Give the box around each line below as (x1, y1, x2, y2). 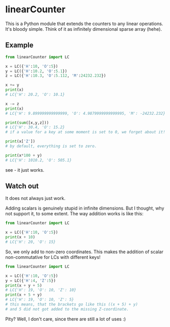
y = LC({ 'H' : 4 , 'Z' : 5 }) (5, 278, 56, 283)
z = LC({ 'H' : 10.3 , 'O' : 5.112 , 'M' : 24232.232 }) (5, 73, 106, 78)
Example (5, 41, 34, 50)
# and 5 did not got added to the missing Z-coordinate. (5, 306, 129, 312)
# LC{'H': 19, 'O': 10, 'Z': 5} (5, 297, 74, 302)
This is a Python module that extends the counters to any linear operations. (5, 21, 163, 27)
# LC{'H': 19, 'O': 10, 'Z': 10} (5, 288, 77, 293)
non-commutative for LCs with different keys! (5, 254, 101, 260)
